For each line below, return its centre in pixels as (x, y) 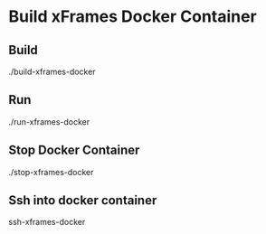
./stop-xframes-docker (51, 172)
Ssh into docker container (83, 201)
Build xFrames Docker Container (133, 17)
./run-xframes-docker (49, 122)
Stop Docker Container (74, 150)
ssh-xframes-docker (47, 222)
